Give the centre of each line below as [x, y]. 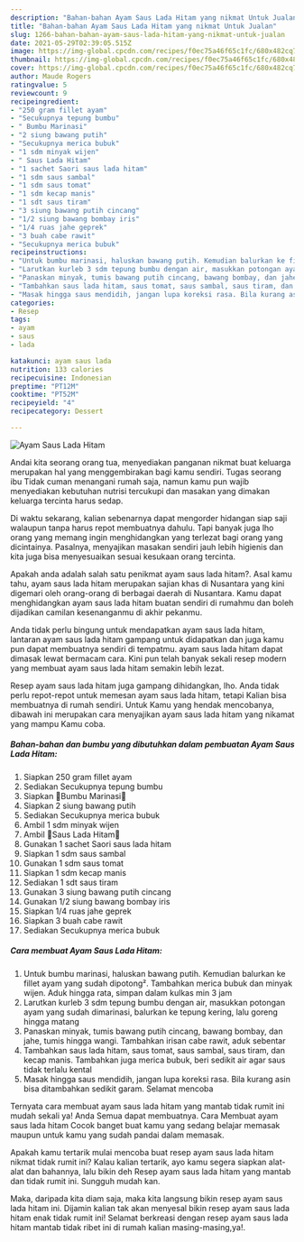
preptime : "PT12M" [45, 386]
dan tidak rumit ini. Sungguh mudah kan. [85, 1181]
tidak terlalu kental [58, 1069]
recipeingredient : [45, 101]
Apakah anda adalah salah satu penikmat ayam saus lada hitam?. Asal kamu [151, 574]
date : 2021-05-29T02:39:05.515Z [71, 43]
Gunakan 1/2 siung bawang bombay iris [97, 901]
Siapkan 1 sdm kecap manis [75, 872]
